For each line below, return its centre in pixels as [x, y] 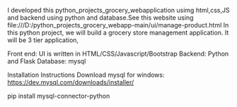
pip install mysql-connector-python [59, 96]
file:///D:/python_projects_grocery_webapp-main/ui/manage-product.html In [118, 25]
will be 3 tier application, [43, 40]
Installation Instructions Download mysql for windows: [86, 75]
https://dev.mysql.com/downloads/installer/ [71, 82]
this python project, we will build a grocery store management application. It [118, 32]
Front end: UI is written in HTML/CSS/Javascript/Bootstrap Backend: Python [118, 53]
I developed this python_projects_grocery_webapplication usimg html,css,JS [118, 10]
